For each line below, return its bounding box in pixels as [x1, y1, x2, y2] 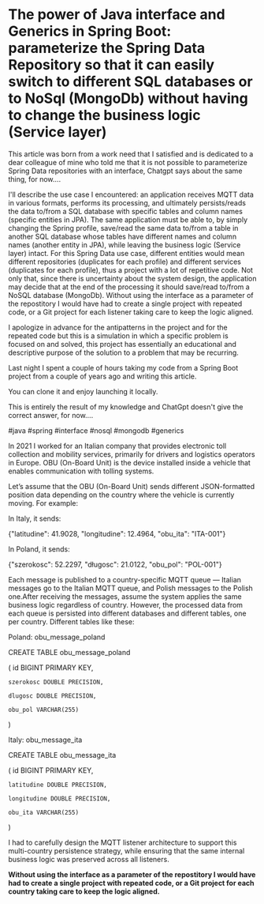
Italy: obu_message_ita [8, 735, 83, 744]
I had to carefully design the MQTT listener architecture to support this [8, 838, 237, 847]
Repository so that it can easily [8, 56, 215, 74]
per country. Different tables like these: [8, 616, 136, 626]
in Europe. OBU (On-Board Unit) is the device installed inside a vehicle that [8, 458, 251, 467]
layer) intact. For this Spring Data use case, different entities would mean [8, 248, 245, 258]
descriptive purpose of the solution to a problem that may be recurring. [8, 348, 239, 357]
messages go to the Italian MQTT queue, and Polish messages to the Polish [8, 583, 254, 593]
